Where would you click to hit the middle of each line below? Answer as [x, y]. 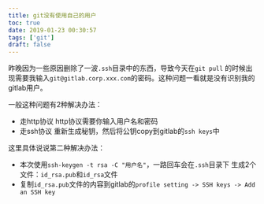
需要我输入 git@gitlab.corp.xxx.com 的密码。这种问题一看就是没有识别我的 [135, 78]
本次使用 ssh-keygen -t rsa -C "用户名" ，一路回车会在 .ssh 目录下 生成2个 [138, 165]
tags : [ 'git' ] [32, 37]
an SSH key [37, 193]
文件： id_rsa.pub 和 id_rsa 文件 [69, 175]
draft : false [30, 45]
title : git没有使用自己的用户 [52, 15]
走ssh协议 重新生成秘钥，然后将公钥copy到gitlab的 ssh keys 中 [120, 132]
